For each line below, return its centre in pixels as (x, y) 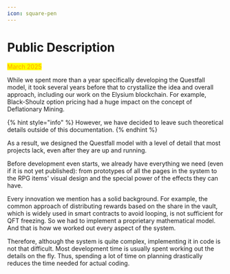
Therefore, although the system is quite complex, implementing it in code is (114, 241)
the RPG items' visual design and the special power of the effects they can (113, 178)
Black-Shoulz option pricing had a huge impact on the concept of (100, 102)
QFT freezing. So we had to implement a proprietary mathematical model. (111, 220)
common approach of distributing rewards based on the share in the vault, (113, 206)
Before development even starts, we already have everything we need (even (115, 163)
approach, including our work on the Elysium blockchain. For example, (107, 94)
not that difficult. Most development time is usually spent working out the (111, 249)
